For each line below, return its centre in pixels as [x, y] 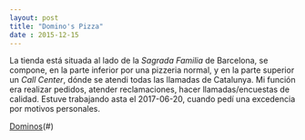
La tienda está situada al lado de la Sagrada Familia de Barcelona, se [139, 61]
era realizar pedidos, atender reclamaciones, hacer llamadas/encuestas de [149, 90]
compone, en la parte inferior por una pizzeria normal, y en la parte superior [152, 70]
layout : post [34, 18]
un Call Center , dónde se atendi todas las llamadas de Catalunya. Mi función [152, 80]
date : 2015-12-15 [44, 35]
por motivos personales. [55, 109]
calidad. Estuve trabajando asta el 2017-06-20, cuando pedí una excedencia [152, 99]
